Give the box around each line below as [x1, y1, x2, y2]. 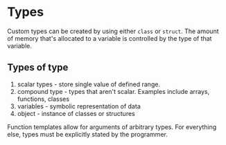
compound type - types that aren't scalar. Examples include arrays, [17, 87, 210, 95]
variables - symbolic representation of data [17, 101, 141, 110]
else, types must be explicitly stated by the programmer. [7, 130, 168, 138]
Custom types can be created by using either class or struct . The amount [7, 27, 219, 35]
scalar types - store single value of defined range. [17, 80, 161, 88]
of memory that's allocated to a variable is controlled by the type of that [7, 34, 212, 42]
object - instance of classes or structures [17, 109, 135, 117]
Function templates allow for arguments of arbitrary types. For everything [7, 122, 217, 131]
